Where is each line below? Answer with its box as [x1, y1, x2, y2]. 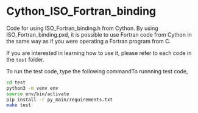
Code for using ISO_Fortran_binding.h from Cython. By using [6, 24, 158, 32]
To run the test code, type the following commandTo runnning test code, [6, 67, 188, 75]
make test [6, 102, 32, 108]
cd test [6, 79, 26, 86]
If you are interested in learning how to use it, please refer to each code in [6, 49, 192, 56]
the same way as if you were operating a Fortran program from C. [6, 37, 171, 45]
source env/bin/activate [6, 90, 69, 97]
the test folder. [6, 56, 44, 63]
